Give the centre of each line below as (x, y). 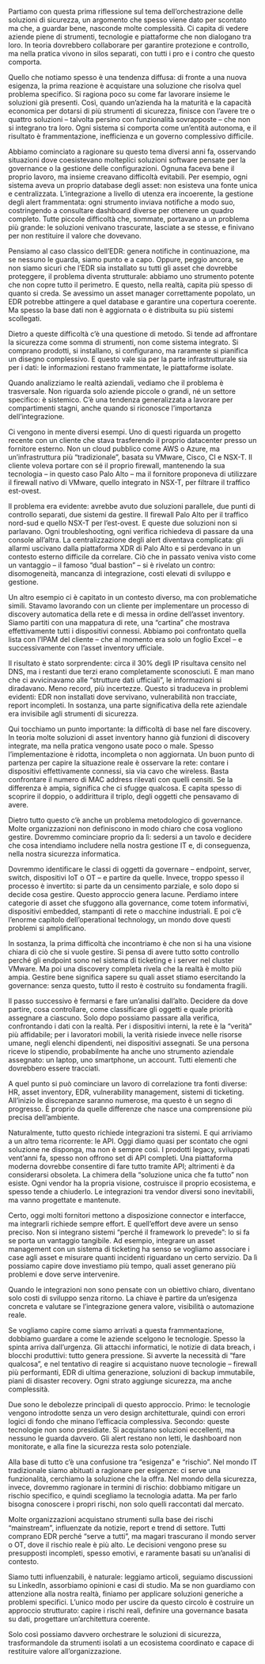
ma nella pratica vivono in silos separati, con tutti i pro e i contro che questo (132, 53)
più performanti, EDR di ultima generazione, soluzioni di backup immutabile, (132, 1372)
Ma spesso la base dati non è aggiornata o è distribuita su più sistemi (121, 310)
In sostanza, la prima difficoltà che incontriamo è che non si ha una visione (130, 943)
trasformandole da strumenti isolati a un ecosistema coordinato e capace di (131, 1643)
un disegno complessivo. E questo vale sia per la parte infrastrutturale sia (128, 359)
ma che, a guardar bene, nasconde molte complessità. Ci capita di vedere (129, 28)
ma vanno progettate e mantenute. (64, 1200)
